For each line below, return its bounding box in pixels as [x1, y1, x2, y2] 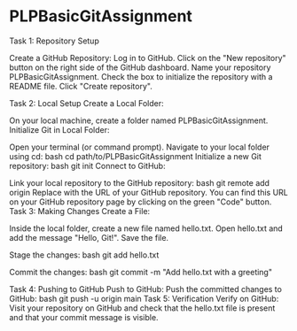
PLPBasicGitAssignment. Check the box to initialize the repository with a [9, 71, 273, 81]
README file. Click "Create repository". [9, 81, 152, 91]
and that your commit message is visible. [9, 312, 159, 322]
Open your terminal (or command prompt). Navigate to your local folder [9, 142, 270, 152]
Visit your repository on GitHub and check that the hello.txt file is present [9, 303, 276, 313]
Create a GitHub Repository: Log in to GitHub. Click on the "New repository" [9, 52, 286, 63]
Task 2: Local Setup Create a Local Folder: [9, 97, 164, 108]
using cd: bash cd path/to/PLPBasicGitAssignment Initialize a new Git [9, 150, 262, 161]
